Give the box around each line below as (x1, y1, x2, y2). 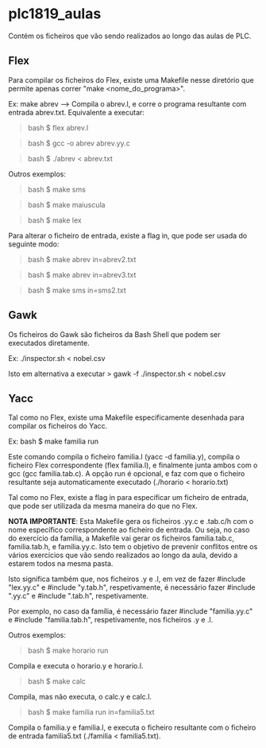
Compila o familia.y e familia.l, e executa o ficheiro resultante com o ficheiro (8, 723, 256, 732)
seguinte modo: (8, 239, 60, 249)
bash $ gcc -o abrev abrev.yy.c (27, 138, 131, 148)
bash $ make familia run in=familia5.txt (27, 707, 155, 717)
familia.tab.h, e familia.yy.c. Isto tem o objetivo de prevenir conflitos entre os (8, 542, 258, 552)
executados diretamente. (8, 338, 90, 347)
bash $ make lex (27, 215, 82, 225)
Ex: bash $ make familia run (8, 436, 99, 446)
